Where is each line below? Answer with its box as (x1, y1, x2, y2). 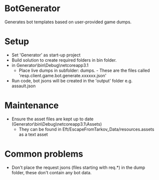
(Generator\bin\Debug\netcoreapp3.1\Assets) (11, 121, 102, 127)
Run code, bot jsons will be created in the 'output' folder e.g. (11, 78, 133, 83)
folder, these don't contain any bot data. (11, 169, 92, 175)
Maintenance (4, 100, 59, 111)
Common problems (4, 148, 83, 159)
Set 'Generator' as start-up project (11, 52, 81, 58)
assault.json (11, 83, 36, 89)
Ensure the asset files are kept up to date (11, 116, 94, 122)
